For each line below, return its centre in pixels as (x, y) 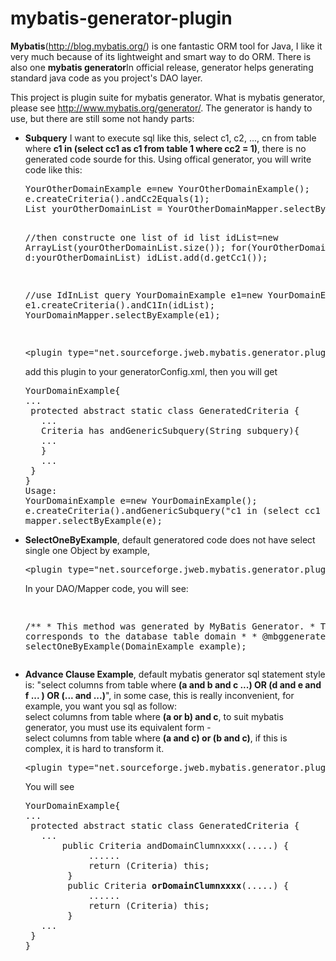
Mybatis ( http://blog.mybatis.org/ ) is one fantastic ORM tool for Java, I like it (166, 46)
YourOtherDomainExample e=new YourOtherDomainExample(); (167, 188)
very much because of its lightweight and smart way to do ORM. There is (161, 56)
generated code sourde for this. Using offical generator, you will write (168, 159)
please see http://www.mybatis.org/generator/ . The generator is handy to (161, 108)
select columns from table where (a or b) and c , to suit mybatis (154, 716)
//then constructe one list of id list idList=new (151, 237)
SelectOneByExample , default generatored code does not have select (170, 539)
